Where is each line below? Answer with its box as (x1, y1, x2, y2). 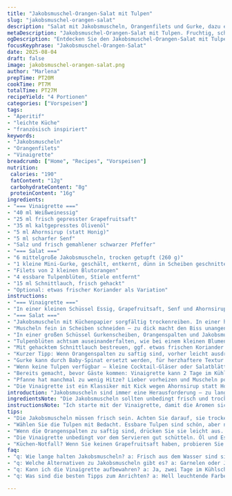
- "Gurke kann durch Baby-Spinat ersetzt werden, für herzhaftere (7, 357, 202, 364)
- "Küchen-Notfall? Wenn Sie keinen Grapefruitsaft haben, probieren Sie (7, 440, 224, 448)
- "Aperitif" (7, 113, 45, 120)
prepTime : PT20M (7, 74, 54, 82)
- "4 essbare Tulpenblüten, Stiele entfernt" (7, 274, 140, 280)
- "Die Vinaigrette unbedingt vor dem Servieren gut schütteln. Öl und (7, 434, 217, 441)
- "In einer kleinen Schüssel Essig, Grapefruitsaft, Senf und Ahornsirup (7, 305, 227, 313)
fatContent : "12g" (10, 177, 64, 184)
